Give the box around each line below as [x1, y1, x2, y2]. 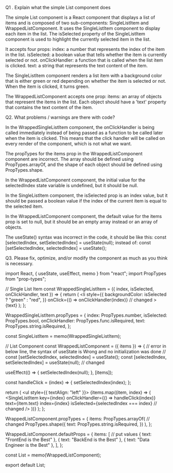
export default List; [5, 462, 45, 468]
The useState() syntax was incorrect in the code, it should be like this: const [5, 234, 166, 240]
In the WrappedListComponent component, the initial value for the [5, 177, 146, 183]
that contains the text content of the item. [5, 104, 93, 110]
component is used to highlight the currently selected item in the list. [5, 36, 151, 42]
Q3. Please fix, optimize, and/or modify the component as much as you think [5, 255, 168, 261]
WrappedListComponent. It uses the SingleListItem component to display [5, 25, 161, 31]
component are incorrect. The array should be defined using [5, 156, 134, 162]
